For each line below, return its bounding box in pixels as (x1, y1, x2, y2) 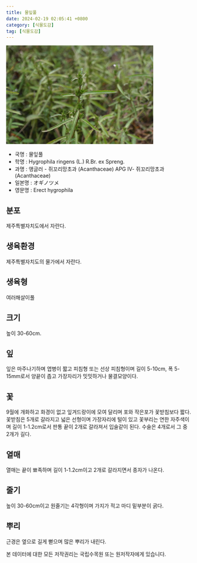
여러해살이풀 (6, 294, 35, 301)
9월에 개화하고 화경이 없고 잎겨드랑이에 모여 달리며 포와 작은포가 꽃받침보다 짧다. (6, 408, 191, 416)
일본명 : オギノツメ (14, 179, 59, 186)
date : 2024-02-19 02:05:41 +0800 (6, 15, 88, 22)
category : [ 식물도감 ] (6, 22, 54, 28)
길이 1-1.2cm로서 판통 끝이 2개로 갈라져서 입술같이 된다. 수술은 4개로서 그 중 (12, 423, 188, 431)
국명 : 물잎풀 (14, 151, 44, 158)
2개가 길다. (6, 431, 32, 438)
